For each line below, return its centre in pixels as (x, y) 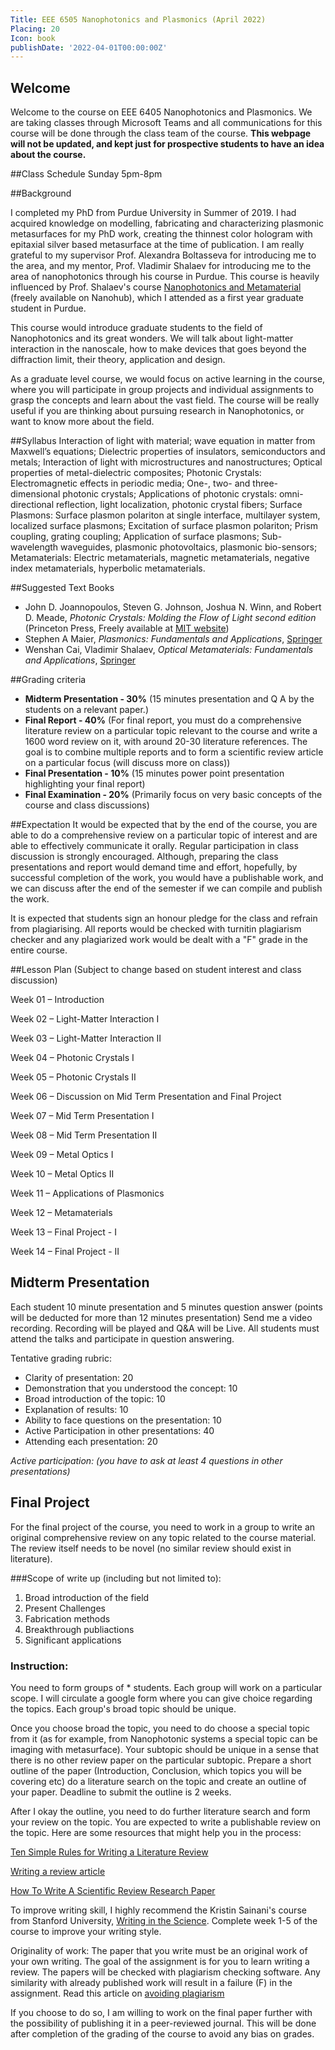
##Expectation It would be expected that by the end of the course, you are (164, 825)
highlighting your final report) (85, 784)
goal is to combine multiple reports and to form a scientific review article (174, 752)
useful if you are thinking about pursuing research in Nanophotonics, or (157, 411)
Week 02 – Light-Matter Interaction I (85, 1019)
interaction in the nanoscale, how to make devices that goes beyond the (158, 349)
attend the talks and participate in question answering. (122, 1338)
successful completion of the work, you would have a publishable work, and (167, 878)
